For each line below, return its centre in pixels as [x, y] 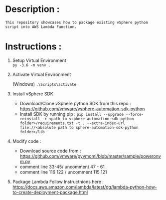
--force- [135, 114]
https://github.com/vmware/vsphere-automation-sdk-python [82, 109]
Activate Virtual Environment [42, 74]
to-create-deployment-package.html [50, 192]
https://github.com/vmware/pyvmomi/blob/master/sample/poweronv [90, 156]
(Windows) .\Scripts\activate [44, 84]
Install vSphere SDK [33, 94]
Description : [32, 9]
